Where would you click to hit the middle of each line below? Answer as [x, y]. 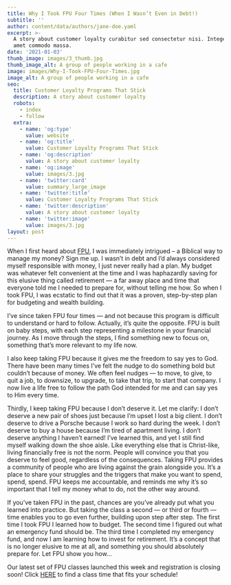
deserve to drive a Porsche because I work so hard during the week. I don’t [114, 423]
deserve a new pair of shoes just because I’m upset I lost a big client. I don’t [114, 416]
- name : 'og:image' [47, 167]
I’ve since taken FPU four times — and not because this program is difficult [113, 316]
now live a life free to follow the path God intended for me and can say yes [112, 388]
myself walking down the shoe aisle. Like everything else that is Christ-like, [113, 445]
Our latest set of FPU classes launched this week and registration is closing [114, 567]
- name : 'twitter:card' [54, 180]
